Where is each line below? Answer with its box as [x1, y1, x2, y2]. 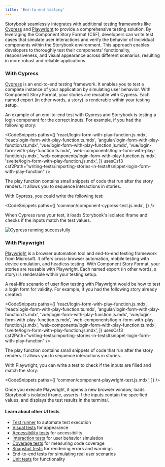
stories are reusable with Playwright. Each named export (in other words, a [5, 266, 157, 272]
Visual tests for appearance [12, 425, 68, 430]
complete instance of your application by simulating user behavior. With [5, 86, 151, 92]
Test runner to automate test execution [12, 420, 91, 425]
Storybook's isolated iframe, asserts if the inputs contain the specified [5, 392, 148, 398]
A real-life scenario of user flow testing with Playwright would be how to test [5, 281, 161, 287]
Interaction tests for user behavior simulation [12, 435, 103, 441]
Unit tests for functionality [12, 456, 66, 462]
